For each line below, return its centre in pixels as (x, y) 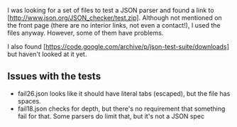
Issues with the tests (54, 76)
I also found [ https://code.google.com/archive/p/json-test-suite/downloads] (118, 46)
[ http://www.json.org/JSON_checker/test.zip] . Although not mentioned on (115, 18)
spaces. (29, 101)
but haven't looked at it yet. (47, 54)
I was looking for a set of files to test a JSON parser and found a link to (111, 10)
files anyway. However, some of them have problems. (86, 33)
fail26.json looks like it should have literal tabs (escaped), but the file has (124, 93)
